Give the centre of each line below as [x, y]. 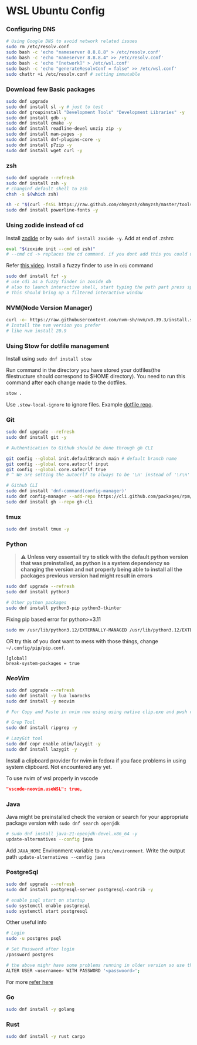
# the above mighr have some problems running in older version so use [95, 965]
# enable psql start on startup [45, 900]
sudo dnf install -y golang [40, 1009]
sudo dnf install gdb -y [36, 118]
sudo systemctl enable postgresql [48, 906]
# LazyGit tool [25, 738]
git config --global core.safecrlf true [56, 469]
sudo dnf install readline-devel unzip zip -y [64, 129]
